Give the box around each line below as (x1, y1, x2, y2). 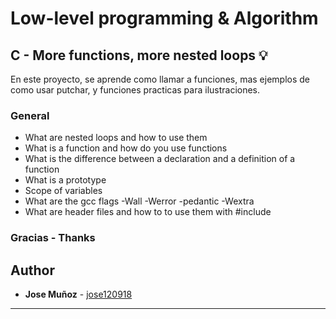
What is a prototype (24, 174, 107, 186)
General (10, 108, 50, 122)
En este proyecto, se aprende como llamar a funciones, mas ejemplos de (10, 73, 311, 85)
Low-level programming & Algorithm (10, 7, 319, 30)
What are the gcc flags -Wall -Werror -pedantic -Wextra (24, 195, 255, 207)
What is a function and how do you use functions (24, 142, 228, 154)
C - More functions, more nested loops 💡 (10, 47, 268, 64)
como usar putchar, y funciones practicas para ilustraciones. (10, 84, 261, 96)
